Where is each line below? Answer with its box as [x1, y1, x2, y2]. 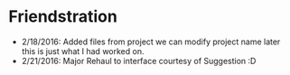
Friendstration [8, 6, 118, 27]
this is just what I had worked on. [21, 45, 145, 56]
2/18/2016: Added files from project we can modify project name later [21, 36, 281, 47]
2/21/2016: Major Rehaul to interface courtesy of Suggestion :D [21, 55, 257, 66]
